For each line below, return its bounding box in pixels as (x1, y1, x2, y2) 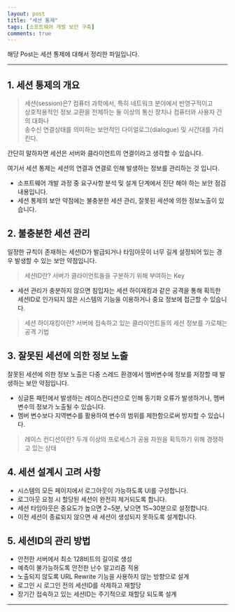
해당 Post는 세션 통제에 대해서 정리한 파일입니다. (7, 50, 140, 58)
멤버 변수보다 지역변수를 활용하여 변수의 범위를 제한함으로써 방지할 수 (17, 411, 206, 420)
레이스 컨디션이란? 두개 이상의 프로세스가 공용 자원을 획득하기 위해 (24, 434, 205, 443)
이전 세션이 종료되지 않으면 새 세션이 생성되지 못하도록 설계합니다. (17, 512, 197, 521)
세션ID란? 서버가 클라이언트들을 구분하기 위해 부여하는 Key (24, 271, 185, 279)
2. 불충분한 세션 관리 (7, 227, 91, 239)
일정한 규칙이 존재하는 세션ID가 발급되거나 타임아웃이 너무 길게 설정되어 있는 (7, 247, 215, 256)
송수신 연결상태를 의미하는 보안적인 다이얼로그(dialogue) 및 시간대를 (24, 126, 211, 134)
